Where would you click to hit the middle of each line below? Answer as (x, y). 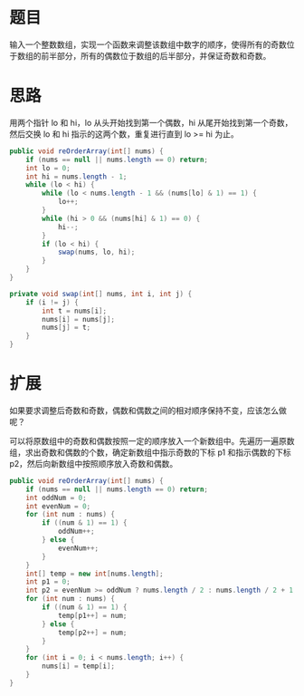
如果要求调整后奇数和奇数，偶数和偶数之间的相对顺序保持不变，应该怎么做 (148, 410)
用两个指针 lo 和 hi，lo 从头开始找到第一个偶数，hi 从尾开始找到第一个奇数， (151, 122)
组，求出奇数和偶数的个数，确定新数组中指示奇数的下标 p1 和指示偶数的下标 (150, 452)
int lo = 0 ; (48, 168)
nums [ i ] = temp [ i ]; (79, 666)
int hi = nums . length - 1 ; (76, 177)
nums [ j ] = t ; (66, 328)
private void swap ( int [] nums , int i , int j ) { (101, 294)
